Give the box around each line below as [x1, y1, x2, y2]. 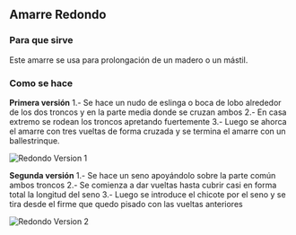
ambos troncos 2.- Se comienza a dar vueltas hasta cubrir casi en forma [9, 179, 277, 190]
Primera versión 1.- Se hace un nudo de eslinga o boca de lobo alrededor [9, 97, 282, 108]
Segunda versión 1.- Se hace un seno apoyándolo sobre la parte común [9, 170, 276, 180]
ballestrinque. [9, 135, 60, 146]
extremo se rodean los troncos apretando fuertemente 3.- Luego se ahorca [9, 116, 287, 126]
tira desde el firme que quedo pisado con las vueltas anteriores [9, 198, 244, 209]
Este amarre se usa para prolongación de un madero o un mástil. [9, 54, 248, 65]
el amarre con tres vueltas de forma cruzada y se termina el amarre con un [9, 126, 286, 136]
